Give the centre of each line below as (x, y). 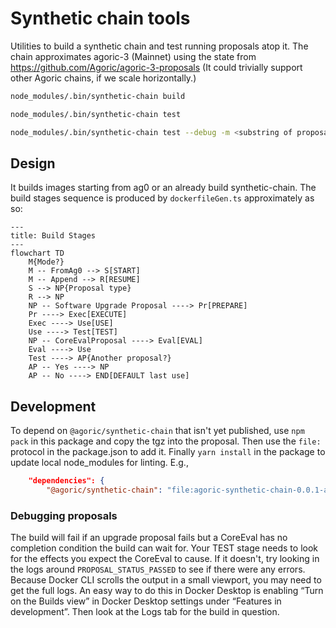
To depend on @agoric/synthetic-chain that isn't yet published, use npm (157, 431)
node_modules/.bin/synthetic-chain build (98, 96)
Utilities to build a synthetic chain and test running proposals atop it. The (159, 46)
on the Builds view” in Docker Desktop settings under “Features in (146, 601)
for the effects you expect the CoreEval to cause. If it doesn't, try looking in (165, 559)
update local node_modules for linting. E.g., (99, 463)
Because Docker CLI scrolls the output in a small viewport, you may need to (166, 580)
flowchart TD (37, 253)
